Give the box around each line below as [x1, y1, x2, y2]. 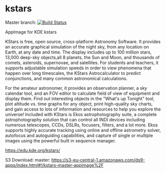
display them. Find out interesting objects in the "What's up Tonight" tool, [5, 95, 155, 102]
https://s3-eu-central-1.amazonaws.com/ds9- [51, 157, 145, 163]
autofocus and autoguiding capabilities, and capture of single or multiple [5, 132, 153, 138]
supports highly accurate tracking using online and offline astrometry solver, [5, 127, 161, 133]
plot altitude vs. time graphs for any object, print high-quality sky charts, [5, 101, 153, 107]
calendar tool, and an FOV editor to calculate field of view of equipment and [5, 90, 160, 96]
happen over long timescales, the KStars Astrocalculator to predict [5, 70, 141, 76]
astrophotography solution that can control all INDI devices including [5, 116, 145, 122]
